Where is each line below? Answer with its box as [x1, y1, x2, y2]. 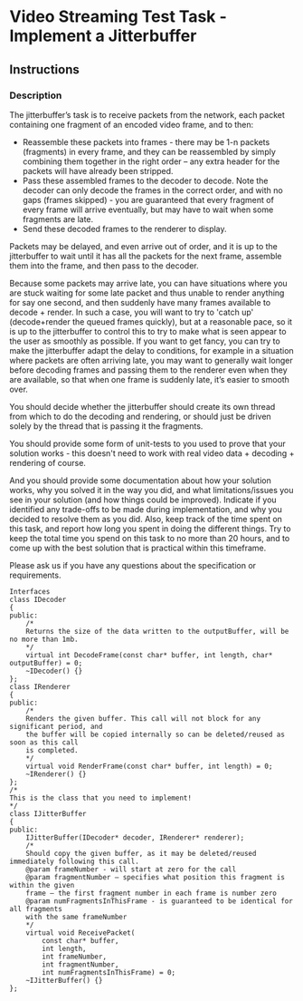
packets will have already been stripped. [22, 165, 174, 176]
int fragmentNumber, [42, 959, 119, 969]
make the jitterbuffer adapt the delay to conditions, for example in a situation [9, 345, 294, 355]
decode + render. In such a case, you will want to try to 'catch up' [9, 306, 254, 317]
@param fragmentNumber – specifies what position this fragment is [25, 872, 285, 881]
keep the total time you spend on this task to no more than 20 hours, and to [9, 532, 290, 543]
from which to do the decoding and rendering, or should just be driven [9, 411, 271, 422]
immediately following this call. [9, 857, 140, 866]
